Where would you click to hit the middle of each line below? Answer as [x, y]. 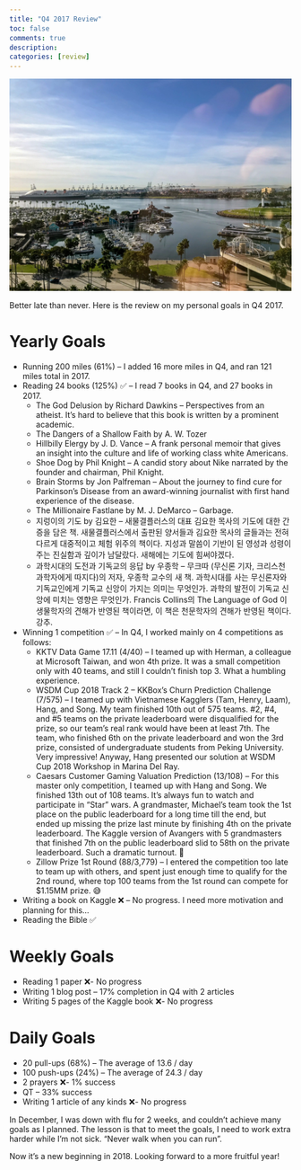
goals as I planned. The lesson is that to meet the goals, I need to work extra [150, 1129]
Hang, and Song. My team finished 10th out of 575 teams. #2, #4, [156, 709]
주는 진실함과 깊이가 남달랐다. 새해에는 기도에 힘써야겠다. [135, 555]
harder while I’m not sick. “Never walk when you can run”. [116, 1139]
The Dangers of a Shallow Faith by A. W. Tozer [121, 434]
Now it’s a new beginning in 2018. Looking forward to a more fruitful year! [145, 1156]
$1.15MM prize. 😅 [68, 891]
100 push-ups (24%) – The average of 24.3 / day [112, 1072]
